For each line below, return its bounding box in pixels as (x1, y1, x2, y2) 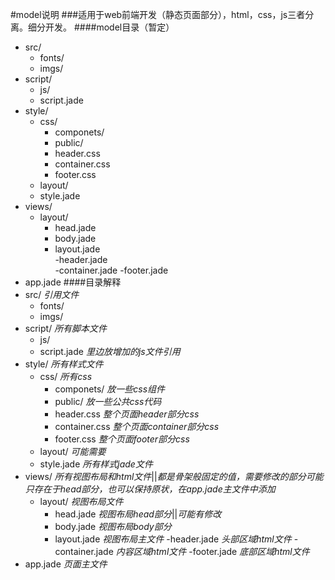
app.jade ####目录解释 (24, 276, 122, 288)
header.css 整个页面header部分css (54, 408, 200, 420)
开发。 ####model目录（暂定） (44, 21, 175, 33)
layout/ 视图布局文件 (39, 496, 124, 507)
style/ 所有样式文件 (24, 358, 104, 370)
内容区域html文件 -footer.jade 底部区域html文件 (115, 546, 310, 557)
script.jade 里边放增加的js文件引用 (39, 346, 181, 357)
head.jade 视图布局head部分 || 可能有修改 (54, 508, 222, 520)
